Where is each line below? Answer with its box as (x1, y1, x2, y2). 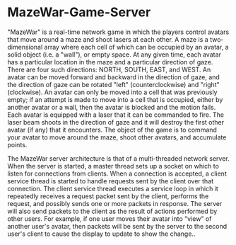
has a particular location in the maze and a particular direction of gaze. (7, 57, 213, 66)
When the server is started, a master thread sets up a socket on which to (7, 161, 219, 170)
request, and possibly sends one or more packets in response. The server (7, 199, 223, 207)
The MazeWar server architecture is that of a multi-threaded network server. (7, 154, 230, 163)
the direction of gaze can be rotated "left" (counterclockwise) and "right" (7, 80, 220, 89)
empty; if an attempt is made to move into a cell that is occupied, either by (7, 95, 223, 103)
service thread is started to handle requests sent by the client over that (7, 176, 214, 185)
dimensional (7, 42, 43, 51)
